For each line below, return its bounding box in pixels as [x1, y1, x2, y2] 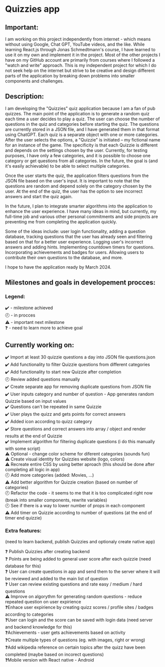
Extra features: [5, 527, 42, 534]
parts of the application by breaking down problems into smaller [5, 73, 135, 78]
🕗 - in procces [5, 312, 35, 318]
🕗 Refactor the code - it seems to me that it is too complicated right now [5, 490, 153, 496]
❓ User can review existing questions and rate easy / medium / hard [5, 581, 142, 587]
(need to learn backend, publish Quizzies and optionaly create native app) [5, 538, 155, 544]
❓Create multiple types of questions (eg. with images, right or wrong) [5, 637, 145, 643]
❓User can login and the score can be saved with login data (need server [5, 617, 153, 623]
